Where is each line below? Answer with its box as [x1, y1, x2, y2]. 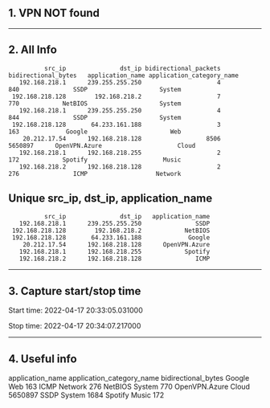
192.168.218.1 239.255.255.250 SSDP [18, 220, 211, 228]
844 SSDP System [8, 113, 182, 121]
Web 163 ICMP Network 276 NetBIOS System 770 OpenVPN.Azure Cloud [8, 381, 251, 392]
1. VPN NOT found [8, 6, 100, 20]
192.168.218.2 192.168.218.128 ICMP [18, 255, 211, 263]
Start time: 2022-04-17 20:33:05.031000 [8, 305, 143, 316]
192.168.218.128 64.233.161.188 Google [11, 234, 211, 242]
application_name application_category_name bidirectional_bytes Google [8, 373, 250, 383]
